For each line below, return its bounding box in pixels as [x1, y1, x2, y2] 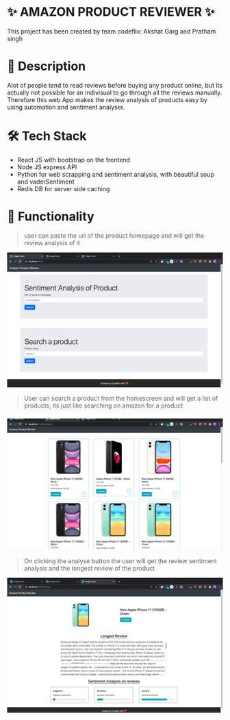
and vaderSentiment [16, 177, 75, 186]
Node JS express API [16, 162, 77, 171]
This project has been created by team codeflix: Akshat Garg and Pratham [7, 27, 216, 35]
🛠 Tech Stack [7, 128, 87, 144]
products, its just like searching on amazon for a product [23, 401, 183, 410]
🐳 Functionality [7, 209, 94, 224]
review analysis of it [23, 238, 81, 247]
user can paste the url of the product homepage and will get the [23, 231, 205, 240]
